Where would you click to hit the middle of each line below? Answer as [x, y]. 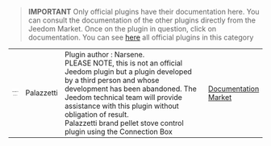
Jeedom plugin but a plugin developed [128, 71]
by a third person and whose [112, 80]
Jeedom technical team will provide [123, 97]
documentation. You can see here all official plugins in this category [141, 37]
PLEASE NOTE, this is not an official [123, 63]
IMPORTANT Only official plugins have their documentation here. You [144, 12]
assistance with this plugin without [121, 106]
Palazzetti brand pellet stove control [124, 123]
